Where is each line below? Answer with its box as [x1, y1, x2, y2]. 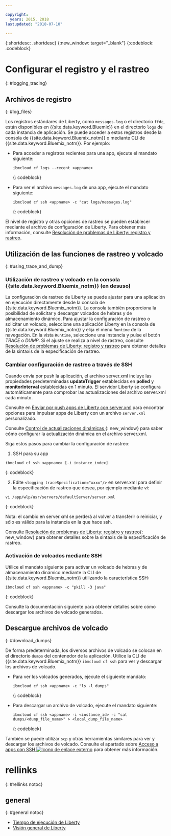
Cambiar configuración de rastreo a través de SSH [5, 361, 132, 368]
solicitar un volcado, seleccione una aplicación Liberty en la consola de [5, 321, 156, 327]
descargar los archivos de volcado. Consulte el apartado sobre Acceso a [5, 741, 159, 747]
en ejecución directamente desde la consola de [5, 300, 105, 306]
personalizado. [5, 415, 37, 421]
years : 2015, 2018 [10, 16, 50, 22]
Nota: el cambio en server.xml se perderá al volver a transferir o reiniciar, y [5, 513, 162, 519]
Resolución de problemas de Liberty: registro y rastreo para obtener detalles [5, 343, 166, 349]
